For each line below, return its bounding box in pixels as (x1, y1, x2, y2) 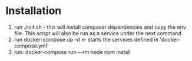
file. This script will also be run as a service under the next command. (14, 29, 183, 36)
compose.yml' (14, 42, 49, 49)
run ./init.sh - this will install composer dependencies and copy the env (14, 23, 186, 30)
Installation (5, 4, 62, 18)
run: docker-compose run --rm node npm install (14, 48, 131, 55)
